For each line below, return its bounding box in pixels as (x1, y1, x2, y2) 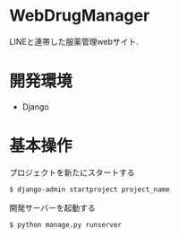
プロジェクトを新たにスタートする (9, 167, 135, 178)
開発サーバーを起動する (9, 202, 96, 213)
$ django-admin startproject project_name (9, 185, 170, 194)
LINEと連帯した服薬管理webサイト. (9, 36, 139, 47)
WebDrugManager (9, 5, 150, 26)
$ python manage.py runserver (9, 220, 123, 229)
